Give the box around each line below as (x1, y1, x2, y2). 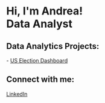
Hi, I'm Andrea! (6, 4, 83, 18)
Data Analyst (6, 17, 73, 31)
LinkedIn (6, 90, 28, 98)
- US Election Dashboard (6, 57, 68, 64)
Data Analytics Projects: (6, 41, 100, 51)
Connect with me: (6, 74, 75, 85)
